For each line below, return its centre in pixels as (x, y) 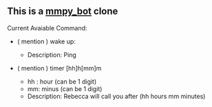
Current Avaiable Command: (47, 28)
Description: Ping (52, 55)
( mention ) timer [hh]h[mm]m (59, 68)
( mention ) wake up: (46, 41)
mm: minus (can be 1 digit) (65, 88)
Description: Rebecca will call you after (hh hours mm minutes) (116, 96)
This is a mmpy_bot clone (63, 11)
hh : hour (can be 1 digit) (62, 81)
